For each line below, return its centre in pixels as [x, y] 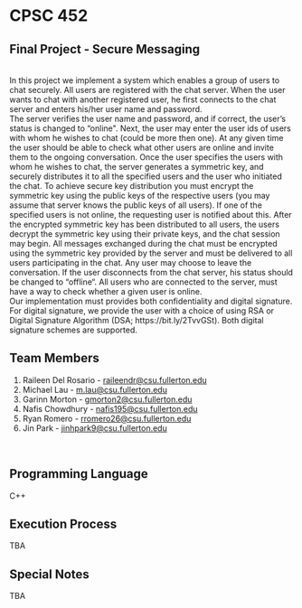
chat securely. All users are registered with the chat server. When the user [147, 90]
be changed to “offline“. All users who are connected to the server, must [143, 282]
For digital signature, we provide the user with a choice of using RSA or [142, 311]
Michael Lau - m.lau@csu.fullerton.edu [94, 389]
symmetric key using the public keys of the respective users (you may [140, 196]
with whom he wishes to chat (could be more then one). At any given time [146, 138]
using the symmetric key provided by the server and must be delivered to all [151, 253]
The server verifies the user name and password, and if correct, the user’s [148, 119]
